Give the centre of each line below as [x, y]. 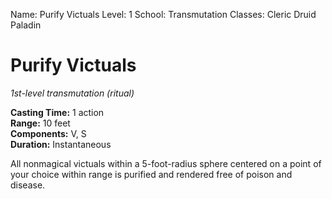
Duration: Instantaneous [61, 144]
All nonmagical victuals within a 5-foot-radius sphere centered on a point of [166, 163]
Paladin [26, 25]
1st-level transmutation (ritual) [72, 93]
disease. [28, 185]
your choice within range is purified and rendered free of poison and [151, 174]
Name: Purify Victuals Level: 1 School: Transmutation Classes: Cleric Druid [163, 14]
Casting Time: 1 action [57, 112]
